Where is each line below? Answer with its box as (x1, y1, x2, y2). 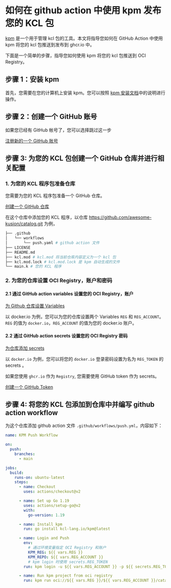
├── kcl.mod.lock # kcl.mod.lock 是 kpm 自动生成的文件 (5, 259, 121, 264)
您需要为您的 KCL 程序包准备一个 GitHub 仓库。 (5, 193, 105, 199)
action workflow (5, 408, 58, 417)
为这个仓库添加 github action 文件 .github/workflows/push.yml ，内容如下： (5, 422, 163, 429)
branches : (14, 451, 36, 457)
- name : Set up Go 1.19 (18, 498, 70, 503)
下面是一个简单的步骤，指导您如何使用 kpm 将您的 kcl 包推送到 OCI (5, 52, 146, 59)
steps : (14, 479, 28, 485)
